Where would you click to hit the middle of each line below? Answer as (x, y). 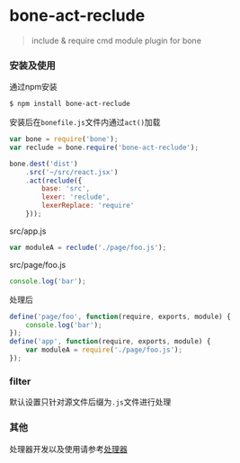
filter (20, 381)
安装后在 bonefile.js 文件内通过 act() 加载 (85, 122)
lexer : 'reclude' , (76, 197)
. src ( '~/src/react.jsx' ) (72, 172)
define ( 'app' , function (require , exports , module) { (110, 342)
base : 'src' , (66, 189)
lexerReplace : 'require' (88, 206)
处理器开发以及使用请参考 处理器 (68, 449)
